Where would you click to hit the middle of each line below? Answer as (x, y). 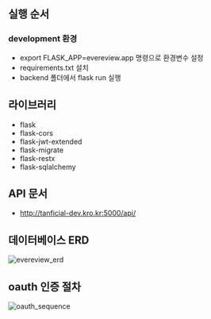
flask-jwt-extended (51, 141)
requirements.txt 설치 (54, 67)
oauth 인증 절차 (45, 287)
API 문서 (28, 193)
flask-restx (37, 158)
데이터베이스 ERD (49, 240)
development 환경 (43, 39)
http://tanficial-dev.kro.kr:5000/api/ (78, 213)
